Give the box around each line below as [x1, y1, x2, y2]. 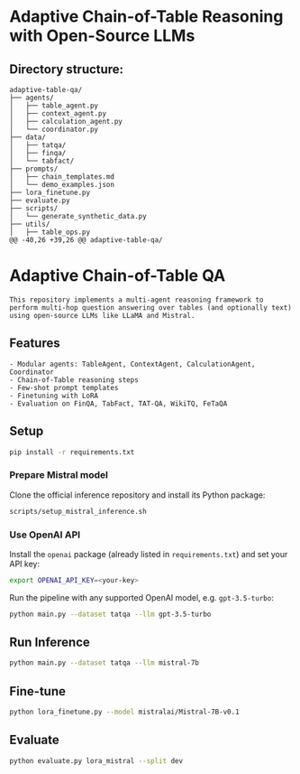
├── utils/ [9, 219, 50, 228]
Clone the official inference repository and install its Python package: [9, 490, 266, 500]
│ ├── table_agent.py [9, 101, 99, 110]
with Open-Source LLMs [9, 25, 195, 46]
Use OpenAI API [9, 528, 81, 541]
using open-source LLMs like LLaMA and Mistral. [9, 311, 195, 320]
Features [9, 336, 60, 351]
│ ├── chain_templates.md [9, 173, 115, 182]
